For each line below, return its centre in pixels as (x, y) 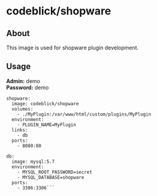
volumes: (22, 109)
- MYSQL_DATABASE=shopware (51, 177)
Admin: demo (23, 81)
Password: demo (28, 87)
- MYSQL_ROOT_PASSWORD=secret (55, 172)
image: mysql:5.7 (33, 161)
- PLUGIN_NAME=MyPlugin (47, 124)
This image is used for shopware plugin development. (73, 47)
